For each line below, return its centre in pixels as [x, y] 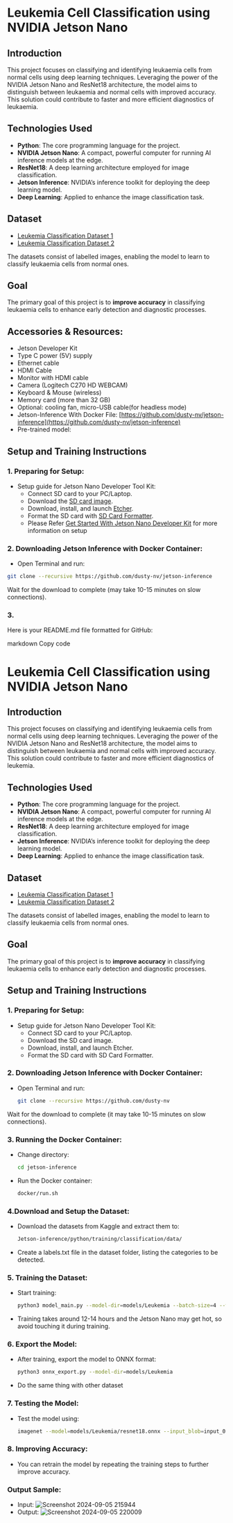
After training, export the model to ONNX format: [87, 1359]
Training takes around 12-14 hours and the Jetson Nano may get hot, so [119, 1319]
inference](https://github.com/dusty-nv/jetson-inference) [99, 422]
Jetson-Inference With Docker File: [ [69, 415]
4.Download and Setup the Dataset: [68, 1211]
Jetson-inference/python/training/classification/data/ [100, 1239]
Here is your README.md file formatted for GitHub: [80, 630]
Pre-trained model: [44, 429]
